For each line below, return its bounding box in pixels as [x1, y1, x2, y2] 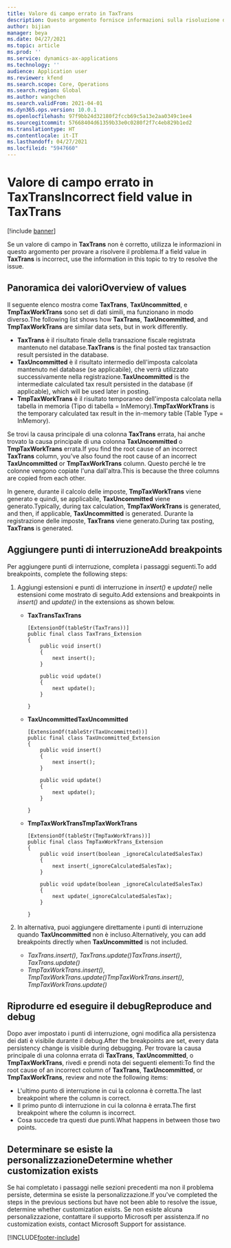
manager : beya [7, 29, 48, 37]
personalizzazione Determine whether [7, 1154, 173, 1166]
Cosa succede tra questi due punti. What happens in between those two [16, 1116, 221, 1124]
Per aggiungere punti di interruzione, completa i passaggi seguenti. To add [7, 562, 217, 570]
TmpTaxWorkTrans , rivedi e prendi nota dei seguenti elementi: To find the [7, 1059, 215, 1067]
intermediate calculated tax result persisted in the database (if [16, 380, 193, 388]
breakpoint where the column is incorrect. [16, 1109, 136, 1117]
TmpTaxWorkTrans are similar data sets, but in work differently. [7, 322, 188, 331]
